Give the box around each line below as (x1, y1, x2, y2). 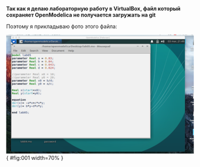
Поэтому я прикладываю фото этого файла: (6, 23, 117, 30)
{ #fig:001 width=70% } (6, 155, 64, 162)
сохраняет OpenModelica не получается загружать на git (6, 11, 156, 18)
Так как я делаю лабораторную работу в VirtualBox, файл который (6, 5, 181, 12)
